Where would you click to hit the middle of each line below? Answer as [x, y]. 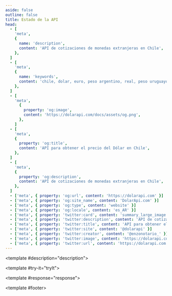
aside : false [19, 10]
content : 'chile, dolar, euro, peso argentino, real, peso [83, 81]
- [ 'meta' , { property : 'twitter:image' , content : [65, 239]
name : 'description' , [42, 44]
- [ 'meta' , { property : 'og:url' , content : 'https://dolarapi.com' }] [87, 196]
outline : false [21, 15]
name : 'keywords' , [38, 77]
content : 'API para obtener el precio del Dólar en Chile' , [84, 148]
